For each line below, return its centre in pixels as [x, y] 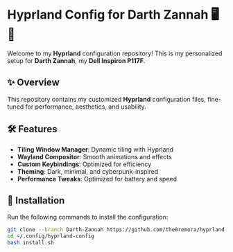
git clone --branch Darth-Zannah [55, 230]
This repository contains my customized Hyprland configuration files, [107, 99]
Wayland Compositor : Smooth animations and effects [94, 156]
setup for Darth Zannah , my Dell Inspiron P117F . [76, 60]
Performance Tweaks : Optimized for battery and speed [97, 179]
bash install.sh [31, 243]
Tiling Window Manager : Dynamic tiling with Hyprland [95, 149]
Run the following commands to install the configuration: [88, 217]
